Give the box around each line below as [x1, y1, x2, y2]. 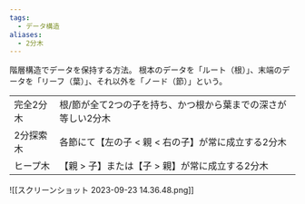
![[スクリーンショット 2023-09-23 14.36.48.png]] [9, 185, 194, 196]
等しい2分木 [58, 112, 112, 125]
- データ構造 [17, 22, 61, 31]
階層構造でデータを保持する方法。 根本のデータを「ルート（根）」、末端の [9, 64, 282, 75]
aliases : [9, 30, 43, 39]
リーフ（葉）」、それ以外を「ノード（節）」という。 [40, 76, 228, 87]
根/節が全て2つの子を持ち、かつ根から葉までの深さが [58, 99, 288, 112]
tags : [9, 13, 30, 23]
